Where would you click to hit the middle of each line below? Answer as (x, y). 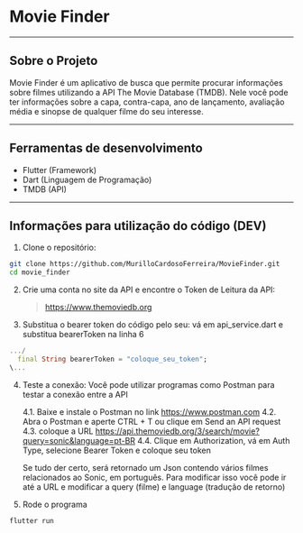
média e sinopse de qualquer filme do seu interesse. (107, 111)
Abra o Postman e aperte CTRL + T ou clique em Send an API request (151, 421)
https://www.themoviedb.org (98, 308)
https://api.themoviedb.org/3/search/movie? (177, 431)
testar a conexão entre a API (75, 394)
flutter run (32, 520)
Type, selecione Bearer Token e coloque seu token (117, 450)
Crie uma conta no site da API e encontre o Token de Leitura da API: (149, 289)
